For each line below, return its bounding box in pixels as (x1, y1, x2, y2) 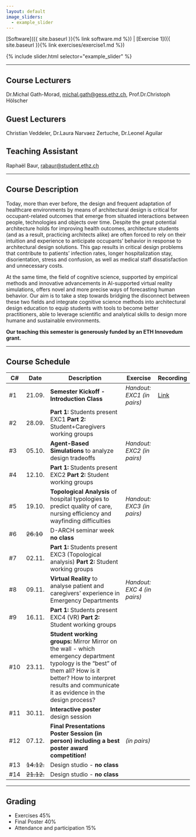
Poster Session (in (50, 729, 102, 738)
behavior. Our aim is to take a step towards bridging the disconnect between (6, 292, 190, 299)
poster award (50, 744, 89, 752)
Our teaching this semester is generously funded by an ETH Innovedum (6, 328, 183, 335)
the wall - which (50, 645, 95, 653)
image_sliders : (6, 14, 43, 20)
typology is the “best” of (50, 659, 117, 667)
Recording (157, 374, 187, 382)
